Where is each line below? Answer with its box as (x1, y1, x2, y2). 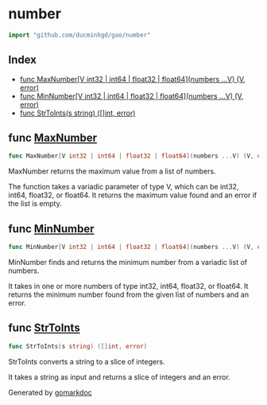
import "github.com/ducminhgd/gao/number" (8, 31, 151, 39)
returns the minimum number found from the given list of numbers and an (8, 290, 249, 299)
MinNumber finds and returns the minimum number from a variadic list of (8, 258, 248, 267)
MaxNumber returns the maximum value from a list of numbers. (8, 166, 216, 176)
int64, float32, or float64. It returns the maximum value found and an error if (8, 190, 257, 200)
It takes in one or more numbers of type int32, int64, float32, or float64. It (8, 282, 249, 290)
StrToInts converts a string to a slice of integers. (8, 356, 165, 366)
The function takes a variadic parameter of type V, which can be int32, (8, 182, 239, 192)
